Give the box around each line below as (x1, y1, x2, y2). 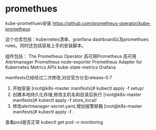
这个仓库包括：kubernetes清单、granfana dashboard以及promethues (5, 36, 149, 42)
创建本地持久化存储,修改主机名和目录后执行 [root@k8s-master (12, 91, 142, 97)
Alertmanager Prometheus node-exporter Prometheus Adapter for (5, 59, 142, 65)
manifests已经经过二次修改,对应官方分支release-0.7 (5, 74, 112, 80)
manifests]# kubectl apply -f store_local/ (12, 97, 97, 103)
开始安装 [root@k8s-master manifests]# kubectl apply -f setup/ (12, 85, 144, 91)
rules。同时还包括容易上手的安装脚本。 (5, 42, 87, 48)
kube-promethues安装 (5, 20, 52, 26)
